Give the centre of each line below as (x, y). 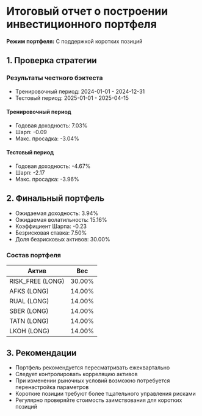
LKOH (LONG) (30, 331)
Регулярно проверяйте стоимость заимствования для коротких (99, 400)
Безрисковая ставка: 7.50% (51, 233)
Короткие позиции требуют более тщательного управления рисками (106, 393)
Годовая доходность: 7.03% (51, 125)
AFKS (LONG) (29, 291)
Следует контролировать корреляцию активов (76, 374)
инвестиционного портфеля (81, 24)
